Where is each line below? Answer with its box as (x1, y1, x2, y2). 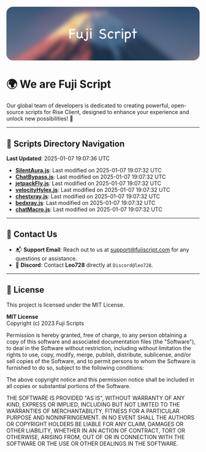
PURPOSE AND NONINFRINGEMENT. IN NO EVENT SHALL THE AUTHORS (6, 413, 195, 421)
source (6, 109, 25, 116)
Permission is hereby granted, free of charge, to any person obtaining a (6, 331, 187, 339)
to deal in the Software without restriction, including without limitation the (6, 344, 191, 351)
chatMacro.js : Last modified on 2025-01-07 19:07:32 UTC (15, 206, 162, 213)
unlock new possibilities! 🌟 (6, 115, 74, 123)
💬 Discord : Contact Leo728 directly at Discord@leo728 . (15, 261, 153, 269)
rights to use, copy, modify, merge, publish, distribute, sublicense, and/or (6, 351, 191, 358)
